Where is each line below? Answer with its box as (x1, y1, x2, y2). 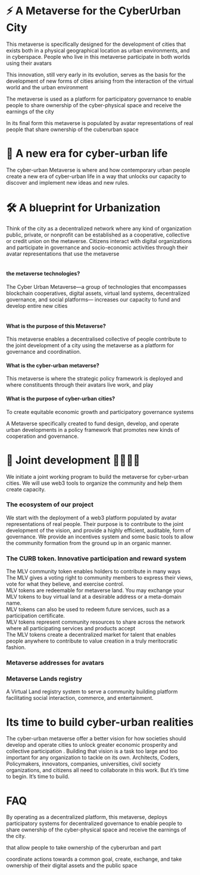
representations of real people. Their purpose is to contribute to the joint (6, 520, 184, 527)
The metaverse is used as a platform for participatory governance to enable (6, 95, 192, 102)
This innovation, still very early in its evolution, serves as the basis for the (6, 71, 186, 78)
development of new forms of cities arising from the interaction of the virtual (6, 77, 193, 85)
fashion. (6, 644, 26, 651)
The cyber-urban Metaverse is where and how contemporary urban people (6, 166, 190, 173)
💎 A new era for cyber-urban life (6, 147, 168, 160)
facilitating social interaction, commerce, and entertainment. (6, 695, 154, 702)
